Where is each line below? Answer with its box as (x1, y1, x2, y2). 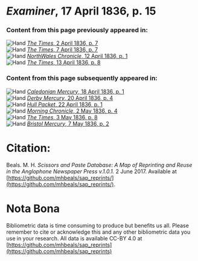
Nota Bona (6, 202, 60, 216)
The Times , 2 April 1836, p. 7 (27, 39, 98, 47)
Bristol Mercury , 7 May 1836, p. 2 (27, 120, 110, 127)
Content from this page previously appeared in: (6, 26, 148, 35)
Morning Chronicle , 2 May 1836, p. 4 (27, 107, 118, 114)
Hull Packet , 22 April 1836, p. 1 (27, 101, 103, 108)
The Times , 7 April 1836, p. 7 (27, 46, 98, 53)
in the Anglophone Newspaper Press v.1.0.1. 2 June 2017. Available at (6, 168, 177, 175)
